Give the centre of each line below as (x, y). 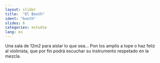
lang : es (14, 32)
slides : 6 (15, 23)
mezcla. (13, 56)
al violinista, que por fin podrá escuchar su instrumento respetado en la (77, 51)
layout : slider (21, 9)
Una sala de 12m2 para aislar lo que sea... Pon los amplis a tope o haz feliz (80, 46)
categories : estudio (26, 28)
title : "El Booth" (25, 14)
